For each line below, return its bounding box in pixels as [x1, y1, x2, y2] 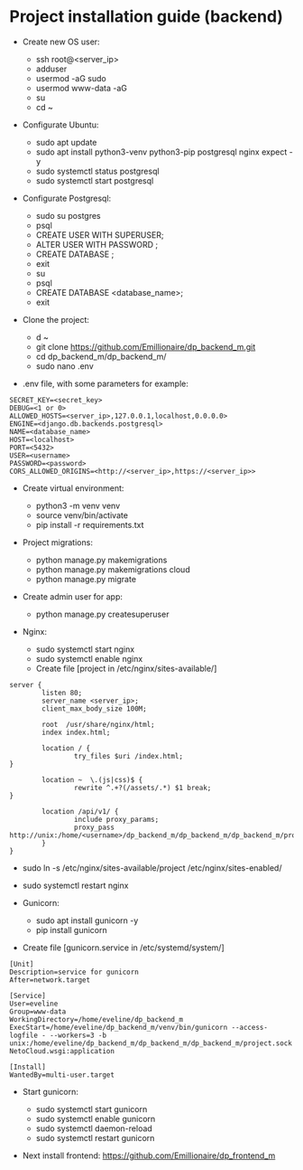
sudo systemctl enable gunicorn [35, 1113, 156, 1124]
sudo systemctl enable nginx [35, 653, 143, 664]
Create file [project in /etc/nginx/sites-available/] [35, 663, 217, 674]
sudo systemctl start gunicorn [35, 1103, 148, 1114]
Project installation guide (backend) [9, 6, 284, 27]
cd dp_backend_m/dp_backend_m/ [35, 351, 167, 362]
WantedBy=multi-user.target [9, 1070, 115, 1080]
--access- [231, 1023, 269, 1032]
